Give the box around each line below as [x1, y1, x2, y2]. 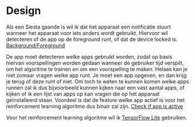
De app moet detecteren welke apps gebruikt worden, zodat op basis [6, 53, 172, 60]
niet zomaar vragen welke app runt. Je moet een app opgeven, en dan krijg [6, 72, 187, 79]
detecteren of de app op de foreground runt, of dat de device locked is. [6, 36, 178, 43]
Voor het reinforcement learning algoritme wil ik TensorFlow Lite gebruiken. [6, 114, 187, 121]
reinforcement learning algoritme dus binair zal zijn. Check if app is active [6, 103, 183, 110]
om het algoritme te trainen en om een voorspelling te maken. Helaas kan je [6, 65, 188, 72]
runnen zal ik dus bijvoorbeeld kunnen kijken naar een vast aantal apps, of [6, 84, 185, 91]
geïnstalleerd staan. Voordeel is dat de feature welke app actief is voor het [6, 96, 185, 103]
